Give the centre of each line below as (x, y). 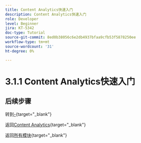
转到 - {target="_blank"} (28, 114)
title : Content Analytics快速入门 (39, 10)
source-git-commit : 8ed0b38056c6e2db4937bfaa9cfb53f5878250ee (70, 38)
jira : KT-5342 (20, 28)
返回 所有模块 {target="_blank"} (36, 135)
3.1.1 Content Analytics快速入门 (70, 81)
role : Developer (22, 19)
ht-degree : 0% (20, 51)
